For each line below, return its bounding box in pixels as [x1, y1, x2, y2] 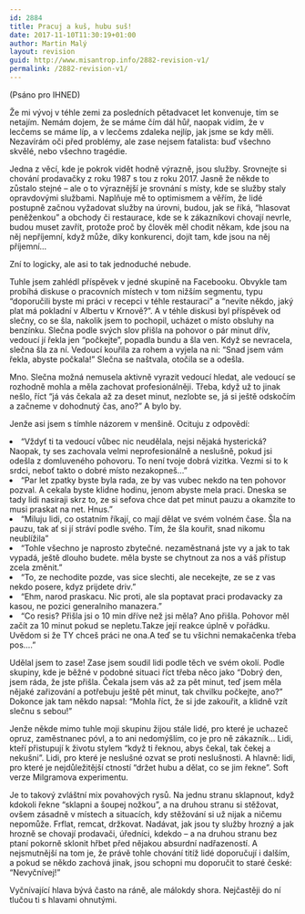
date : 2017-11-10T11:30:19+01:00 [9, 30, 137, 39]
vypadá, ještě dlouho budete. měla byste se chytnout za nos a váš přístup [9, 552, 287, 563]
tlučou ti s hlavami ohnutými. [9, 894, 117, 905]
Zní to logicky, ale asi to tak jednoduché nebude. [9, 258, 191, 269]
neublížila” [9, 533, 49, 544]
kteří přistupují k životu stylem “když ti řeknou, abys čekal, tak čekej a [9, 743, 271, 753]
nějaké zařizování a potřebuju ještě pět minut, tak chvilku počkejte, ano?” [9, 686, 284, 697]
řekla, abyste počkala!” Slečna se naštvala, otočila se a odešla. [9, 353, 245, 365]
